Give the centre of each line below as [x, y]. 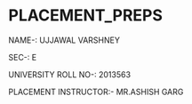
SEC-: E [23, 57]
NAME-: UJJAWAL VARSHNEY [64, 40]
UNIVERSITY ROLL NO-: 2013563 [69, 74]
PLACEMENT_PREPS [86, 16]
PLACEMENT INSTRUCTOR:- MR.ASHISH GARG [96, 92]
